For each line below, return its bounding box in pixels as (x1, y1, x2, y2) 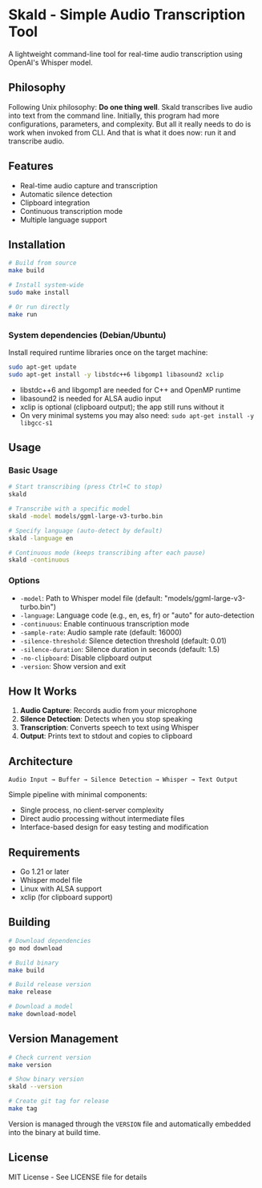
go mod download (8, 944, 62, 952)
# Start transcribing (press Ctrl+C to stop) (8, 483, 163, 491)
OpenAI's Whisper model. (8, 58, 94, 67)
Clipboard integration (19, 198, 91, 207)
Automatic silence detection (19, 189, 113, 199)
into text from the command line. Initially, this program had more (8, 111, 220, 120)
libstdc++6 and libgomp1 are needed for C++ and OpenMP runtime (19, 385, 241, 394)
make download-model (8, 1010, 78, 1018)
